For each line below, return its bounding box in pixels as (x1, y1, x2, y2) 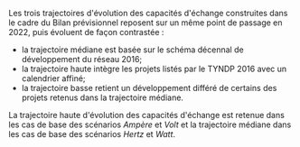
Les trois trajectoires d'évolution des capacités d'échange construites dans (8, 8, 288, 18)
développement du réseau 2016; (21, 54, 143, 64)
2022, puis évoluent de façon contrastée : (8, 27, 164, 37)
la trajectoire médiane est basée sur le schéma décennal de (21, 44, 245, 55)
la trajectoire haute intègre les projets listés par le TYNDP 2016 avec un (21, 63, 287, 74)
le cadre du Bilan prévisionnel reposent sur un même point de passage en (8, 17, 283, 28)
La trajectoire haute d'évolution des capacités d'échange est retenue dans (8, 110, 286, 120)
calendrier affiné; (21, 73, 87, 84)
